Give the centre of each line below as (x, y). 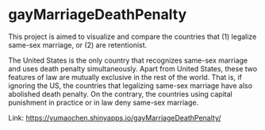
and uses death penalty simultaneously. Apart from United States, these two (133, 68)
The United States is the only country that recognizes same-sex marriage (128, 60)
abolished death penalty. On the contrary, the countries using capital (120, 94)
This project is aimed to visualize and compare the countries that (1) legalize (132, 36)
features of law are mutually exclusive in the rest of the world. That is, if (125, 77)
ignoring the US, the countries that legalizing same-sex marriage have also (130, 86)
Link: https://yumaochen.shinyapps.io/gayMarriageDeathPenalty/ (115, 117)
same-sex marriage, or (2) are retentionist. (78, 44)
